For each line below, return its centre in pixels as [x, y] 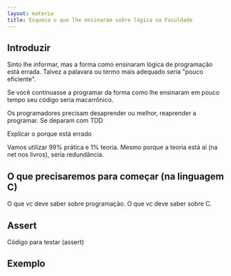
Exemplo [26, 264]
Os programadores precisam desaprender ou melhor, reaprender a [102, 113]
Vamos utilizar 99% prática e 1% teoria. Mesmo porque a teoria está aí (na [112, 147]
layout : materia [30, 13]
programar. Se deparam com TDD [55, 121]
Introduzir [29, 48]
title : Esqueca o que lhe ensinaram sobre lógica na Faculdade [100, 20]
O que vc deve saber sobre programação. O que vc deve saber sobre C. [110, 204]
